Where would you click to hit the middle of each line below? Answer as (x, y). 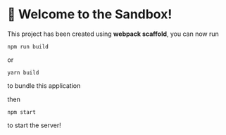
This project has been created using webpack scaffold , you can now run (113, 34)
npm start (22, 112)
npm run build (28, 46)
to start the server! (34, 125)
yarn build (23, 72)
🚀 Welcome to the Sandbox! (90, 14)
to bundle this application (44, 85)
